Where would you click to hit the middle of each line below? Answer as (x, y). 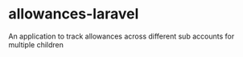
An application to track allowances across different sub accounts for (121, 36)
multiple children (36, 44)
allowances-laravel (74, 14)
